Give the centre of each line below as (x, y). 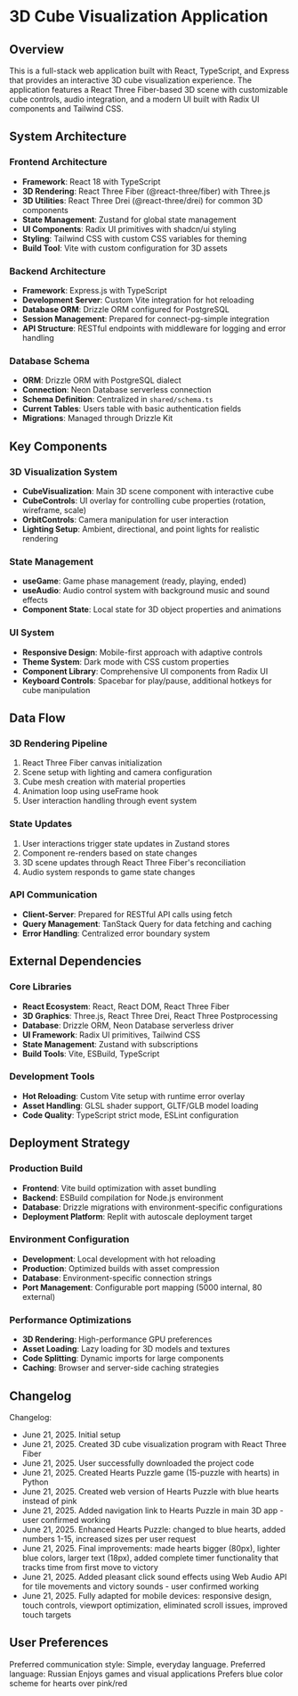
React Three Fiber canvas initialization (92, 763)
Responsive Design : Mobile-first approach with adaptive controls (142, 652)
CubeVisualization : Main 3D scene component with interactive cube (148, 491)
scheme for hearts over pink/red (68, 1683)
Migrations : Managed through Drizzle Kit (97, 418)
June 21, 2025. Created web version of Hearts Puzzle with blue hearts (150, 1491)
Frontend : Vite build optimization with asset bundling (119, 1187)
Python (35, 1482)
